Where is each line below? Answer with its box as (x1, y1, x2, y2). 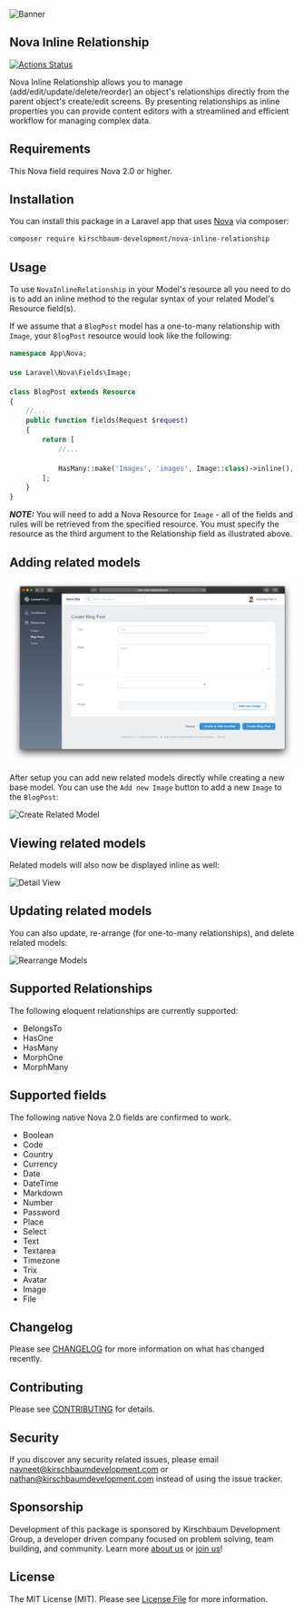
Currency (22, 1158, 58, 1169)
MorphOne (22, 1051, 64, 1062)
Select (22, 1225, 47, 1236)
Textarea (22, 1244, 56, 1256)
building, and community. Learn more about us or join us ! (9, 1543, 223, 1554)
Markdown (22, 1187, 64, 1198)
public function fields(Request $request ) (25, 416, 189, 426)
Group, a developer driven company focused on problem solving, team (9, 1533, 274, 1544)
